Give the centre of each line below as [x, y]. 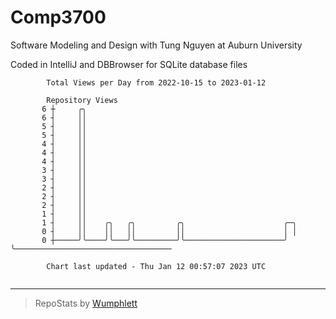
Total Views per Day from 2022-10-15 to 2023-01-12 [156, 82]
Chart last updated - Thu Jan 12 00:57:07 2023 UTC [156, 266]
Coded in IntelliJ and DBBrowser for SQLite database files [129, 64]
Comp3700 [58, 17]
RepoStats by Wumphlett [86, 303]
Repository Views [82, 100]
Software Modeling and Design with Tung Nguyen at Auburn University [156, 45]
